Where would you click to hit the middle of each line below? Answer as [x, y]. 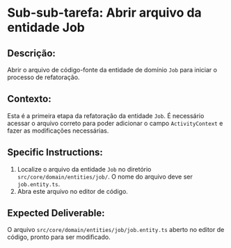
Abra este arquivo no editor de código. [73, 191]
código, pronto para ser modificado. [59, 237]
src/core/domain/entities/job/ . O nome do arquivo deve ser [105, 176]
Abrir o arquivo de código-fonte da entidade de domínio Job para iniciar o [112, 70]
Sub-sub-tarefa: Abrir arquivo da [104, 13]
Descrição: [31, 53]
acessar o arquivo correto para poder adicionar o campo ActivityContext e [115, 123]
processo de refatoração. [43, 77]
